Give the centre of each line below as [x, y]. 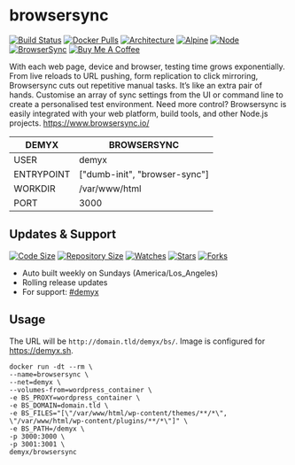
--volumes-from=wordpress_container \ [81, 390]
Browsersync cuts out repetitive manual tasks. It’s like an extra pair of [136, 85]
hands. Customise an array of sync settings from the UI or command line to [146, 95]
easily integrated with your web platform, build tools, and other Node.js [139, 113]
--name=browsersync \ [49, 374]
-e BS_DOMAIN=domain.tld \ [59, 405]
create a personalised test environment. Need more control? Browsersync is [148, 104]
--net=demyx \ [35, 382]
